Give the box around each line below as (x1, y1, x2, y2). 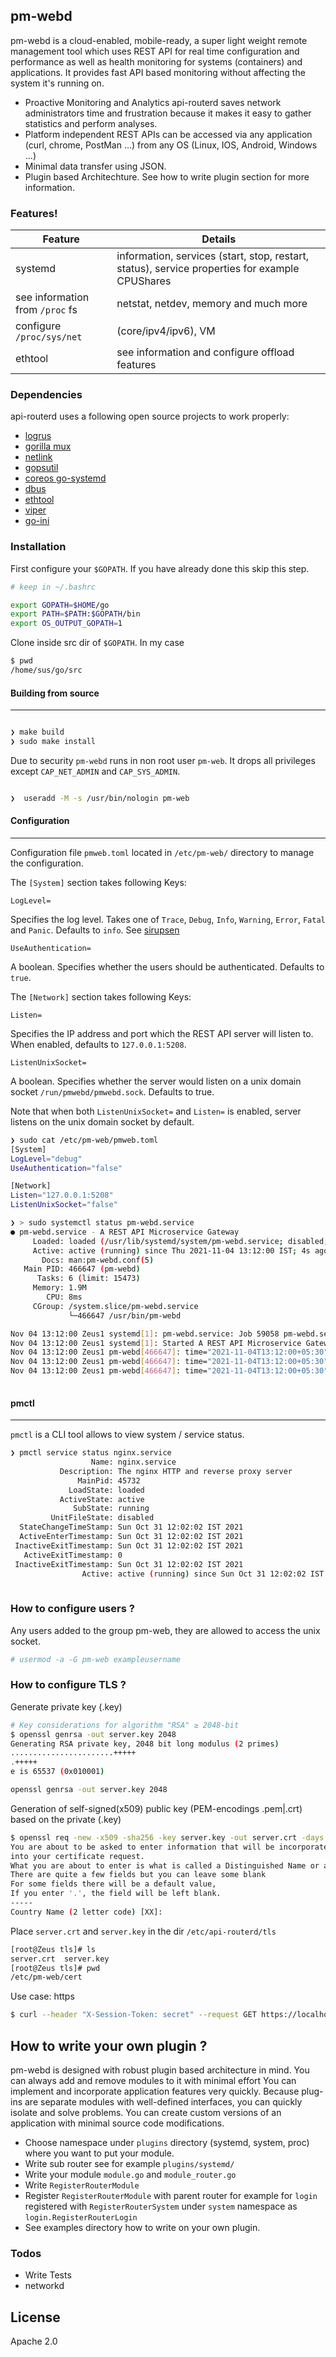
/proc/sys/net (15, 332, 83, 343)
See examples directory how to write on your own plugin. (24, 2221, 261, 2233)
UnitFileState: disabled (50, 1513, 155, 1523)
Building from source (10, 687, 100, 699)
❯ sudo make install (10, 737, 97, 747)
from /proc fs (15, 303, 78, 317)
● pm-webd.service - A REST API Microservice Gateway (10, 1227, 240, 1237)
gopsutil (24, 462, 59, 474)
